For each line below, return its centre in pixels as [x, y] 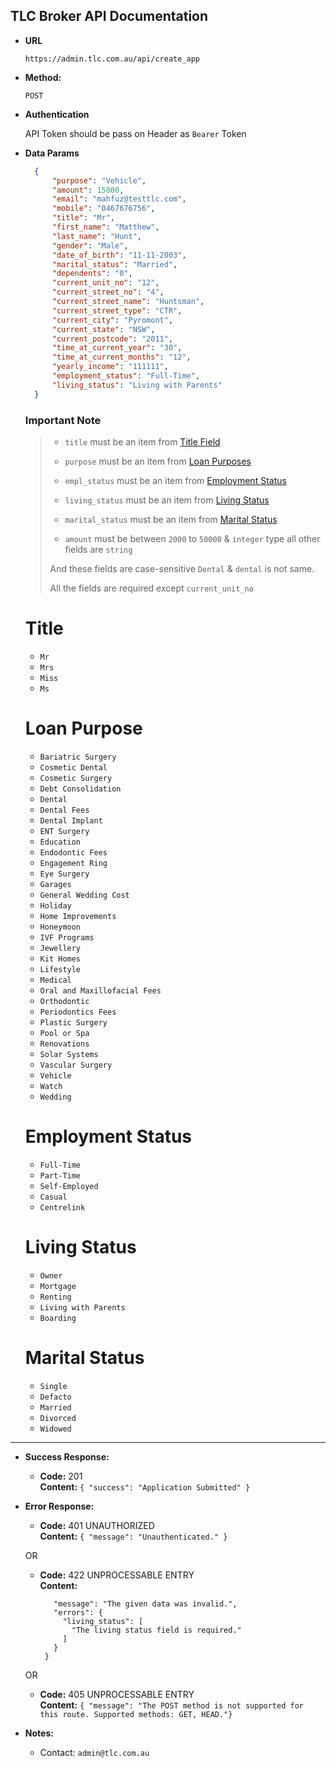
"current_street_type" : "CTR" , [117, 310]
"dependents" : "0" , [92, 274]
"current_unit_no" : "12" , [105, 283]
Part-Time [60, 1175]
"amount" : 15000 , [88, 190]
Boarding [58, 1318]
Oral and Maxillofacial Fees [100, 990]
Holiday [55, 905]
